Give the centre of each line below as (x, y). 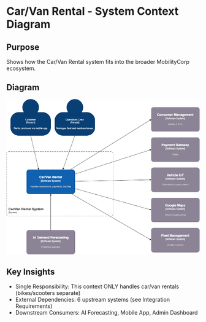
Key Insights (31, 272)
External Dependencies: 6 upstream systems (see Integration (93, 299)
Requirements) (34, 306)
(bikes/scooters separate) (48, 293)
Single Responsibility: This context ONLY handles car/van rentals (97, 286)
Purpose (23, 47)
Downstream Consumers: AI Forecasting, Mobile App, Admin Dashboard (106, 312)
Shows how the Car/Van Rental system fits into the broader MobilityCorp (98, 62)
